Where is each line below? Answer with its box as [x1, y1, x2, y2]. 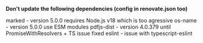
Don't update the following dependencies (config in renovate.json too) [5, 5, 188, 12]
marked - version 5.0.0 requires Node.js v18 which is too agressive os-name [5, 17, 198, 24]
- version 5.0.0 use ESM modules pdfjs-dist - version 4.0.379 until [5, 24, 171, 30]
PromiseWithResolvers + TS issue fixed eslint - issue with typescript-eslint [5, 30, 193, 37]
